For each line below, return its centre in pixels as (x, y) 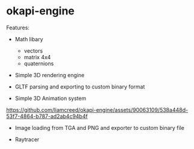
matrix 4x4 (37, 57)
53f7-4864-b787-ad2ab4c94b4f (47, 116)
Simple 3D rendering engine (50, 75)
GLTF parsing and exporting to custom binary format (80, 86)
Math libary (29, 39)
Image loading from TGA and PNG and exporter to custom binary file (99, 127)
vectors (33, 51)
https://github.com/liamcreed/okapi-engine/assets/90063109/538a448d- (97, 110)
